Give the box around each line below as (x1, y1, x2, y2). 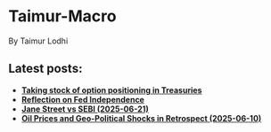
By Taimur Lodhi (8, 35, 69, 46)
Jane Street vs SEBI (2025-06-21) (21, 104, 149, 114)
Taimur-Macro (8, 6, 117, 27)
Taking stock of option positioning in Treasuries (21, 84, 202, 95)
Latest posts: (8, 61, 83, 76)
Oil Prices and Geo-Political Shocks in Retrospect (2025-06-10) (21, 113, 262, 123)
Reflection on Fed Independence (21, 94, 144, 105)
